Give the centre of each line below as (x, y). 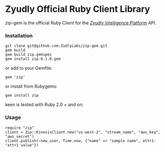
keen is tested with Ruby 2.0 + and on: (44, 104)
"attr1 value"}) (22, 145)
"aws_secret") (20, 136)
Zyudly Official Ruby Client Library (78, 9)
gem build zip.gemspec (28, 55)
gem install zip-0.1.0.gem (33, 59)
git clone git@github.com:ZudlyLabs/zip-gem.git (56, 46)
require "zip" (20, 128)
